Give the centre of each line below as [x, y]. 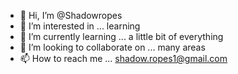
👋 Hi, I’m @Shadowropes [71, 15]
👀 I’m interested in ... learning [80, 26]
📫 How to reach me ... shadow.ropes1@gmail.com [123, 58]
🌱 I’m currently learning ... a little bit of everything [121, 36]
